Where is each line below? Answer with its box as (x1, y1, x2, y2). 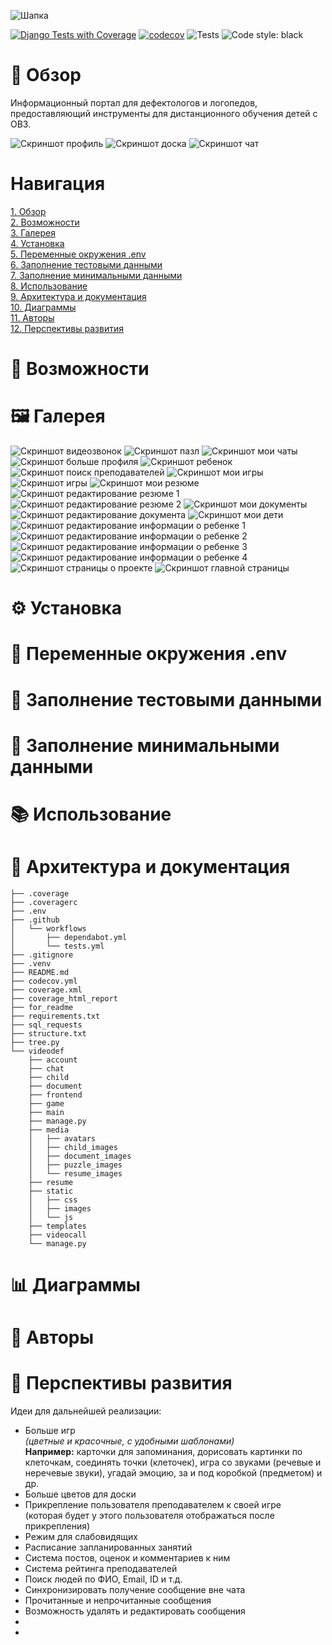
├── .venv (10, 958, 52, 969)
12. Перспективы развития (10, 322, 124, 334)
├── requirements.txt (10, 1011, 101, 1021)
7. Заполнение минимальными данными (10, 269, 183, 281)
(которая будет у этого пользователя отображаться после (24, 1510, 275, 1522)
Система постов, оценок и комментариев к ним (24, 1552, 231, 1564)
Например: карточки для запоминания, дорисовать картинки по (24, 1446, 303, 1458)
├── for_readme (10, 1002, 74, 1012)
